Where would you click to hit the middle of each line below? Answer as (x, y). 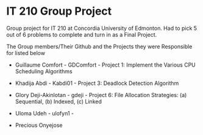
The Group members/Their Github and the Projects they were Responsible (99, 46)
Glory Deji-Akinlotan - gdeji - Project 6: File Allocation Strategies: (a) (101, 95)
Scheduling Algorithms (44, 71)
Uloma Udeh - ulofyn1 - (45, 113)
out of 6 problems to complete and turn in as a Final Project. (82, 34)
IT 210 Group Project (59, 11)
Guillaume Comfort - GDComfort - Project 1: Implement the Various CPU (105, 65)
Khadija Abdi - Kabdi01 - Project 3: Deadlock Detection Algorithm (97, 83)
